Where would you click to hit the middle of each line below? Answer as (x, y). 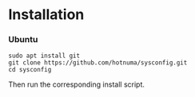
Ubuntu (23, 40)
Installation (46, 15)
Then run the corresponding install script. (77, 84)
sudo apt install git (44, 56)
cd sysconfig (30, 70)
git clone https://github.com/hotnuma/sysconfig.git (98, 63)
